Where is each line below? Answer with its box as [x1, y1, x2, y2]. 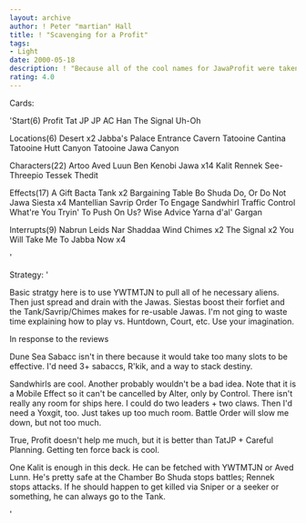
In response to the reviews [9, 333, 109, 344]
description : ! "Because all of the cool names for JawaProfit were [9, 65, 275, 74]
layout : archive [9, 13, 71, 23]
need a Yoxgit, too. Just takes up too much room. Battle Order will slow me [9, 407, 290, 418]
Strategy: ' [9, 269, 48, 280]
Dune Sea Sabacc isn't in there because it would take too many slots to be [9, 351, 289, 362]
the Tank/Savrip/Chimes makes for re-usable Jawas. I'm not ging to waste [9, 306, 288, 317]
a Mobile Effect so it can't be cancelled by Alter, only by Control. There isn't [9, 387, 293, 398]
